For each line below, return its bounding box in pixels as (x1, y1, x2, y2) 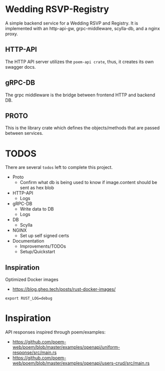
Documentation (12, 238, 44, 244)
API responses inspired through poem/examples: (5, 329, 106, 335)
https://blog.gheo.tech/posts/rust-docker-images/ (12, 286, 116, 292)
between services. (5, 130, 43, 136)
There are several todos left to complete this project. (5, 164, 113, 170)
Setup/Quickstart (19, 249, 55, 255)
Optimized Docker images (5, 277, 58, 283)
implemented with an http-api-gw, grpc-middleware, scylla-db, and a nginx (5, 25, 160, 31)
